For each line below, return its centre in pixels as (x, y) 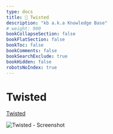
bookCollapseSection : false (41, 34)
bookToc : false (25, 45)
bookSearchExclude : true (37, 56)
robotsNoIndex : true (32, 67)
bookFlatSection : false (36, 39)
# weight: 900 (24, 28)
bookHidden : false (29, 62)
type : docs (20, 12)
